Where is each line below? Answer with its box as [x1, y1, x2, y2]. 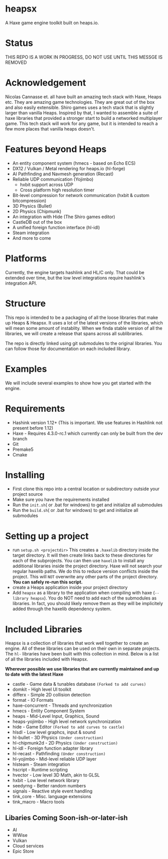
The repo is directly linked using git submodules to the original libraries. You [5, 340, 162, 346]
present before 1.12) [12, 425, 54, 431]
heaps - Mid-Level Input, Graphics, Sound [12, 713, 99, 719]
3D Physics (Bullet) [12, 203, 52, 209]
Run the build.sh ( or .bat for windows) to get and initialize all [12, 507, 139, 513]
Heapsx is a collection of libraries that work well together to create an [5, 640, 149, 646]
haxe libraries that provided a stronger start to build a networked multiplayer [5, 115, 162, 121]
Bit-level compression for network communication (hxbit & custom [12, 192, 149, 198]
